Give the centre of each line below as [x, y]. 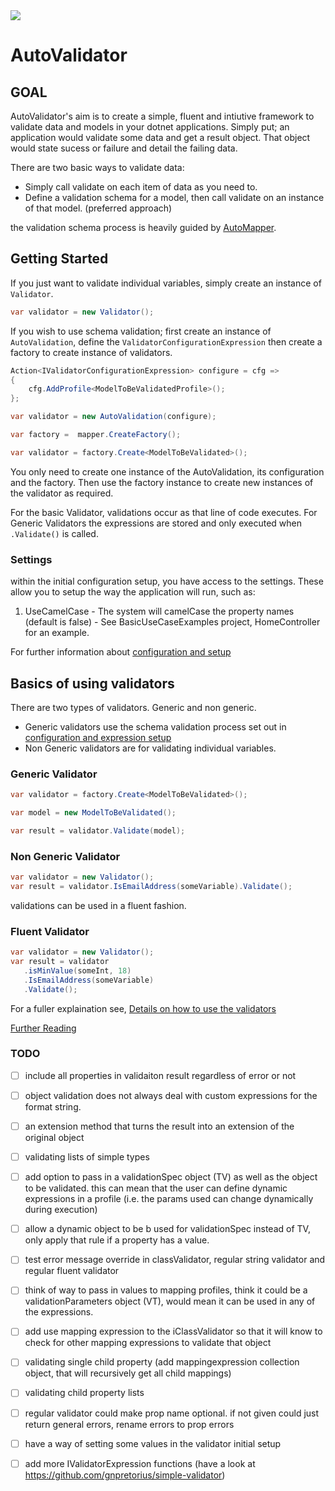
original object [54, 1138]
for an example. [57, 633]
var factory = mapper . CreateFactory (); [96, 435]
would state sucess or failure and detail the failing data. [124, 148]
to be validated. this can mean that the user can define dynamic [156, 1188]
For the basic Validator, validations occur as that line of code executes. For [164, 512]
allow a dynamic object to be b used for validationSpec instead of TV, [167, 1229]
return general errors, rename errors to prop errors [129, 1424]
